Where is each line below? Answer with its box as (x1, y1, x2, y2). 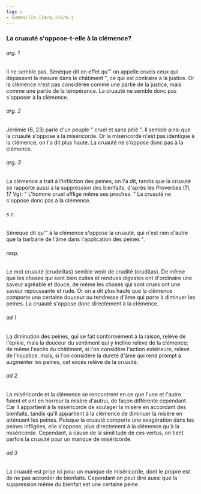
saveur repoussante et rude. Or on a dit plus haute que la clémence (6, 287, 173, 295)
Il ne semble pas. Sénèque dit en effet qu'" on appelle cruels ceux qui (6, 67, 178, 75)
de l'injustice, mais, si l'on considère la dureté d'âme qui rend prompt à (6, 352, 182, 359)
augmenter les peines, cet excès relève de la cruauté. (6, 358, 139, 365)
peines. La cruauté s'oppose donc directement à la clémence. (6, 300, 159, 307)
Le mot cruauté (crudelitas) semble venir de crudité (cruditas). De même (6, 268, 185, 275)
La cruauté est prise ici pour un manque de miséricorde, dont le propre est (6, 468, 190, 475)
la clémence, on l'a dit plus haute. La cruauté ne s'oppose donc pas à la (6, 139, 184, 146)
